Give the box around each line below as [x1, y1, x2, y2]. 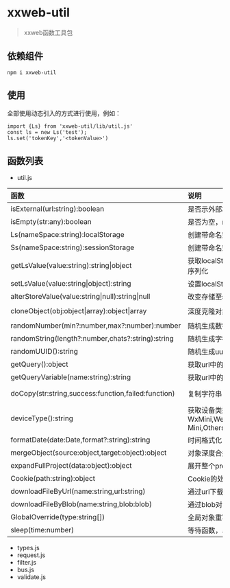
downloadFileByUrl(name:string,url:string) [10, 486, 146, 496]
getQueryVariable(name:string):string [10, 372, 131, 382]
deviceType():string [10, 414, 74, 423]
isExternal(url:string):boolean [10, 204, 105, 214]
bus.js [16, 565, 34, 574]
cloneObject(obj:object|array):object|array [10, 306, 147, 316]
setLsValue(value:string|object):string [10, 279, 131, 289]
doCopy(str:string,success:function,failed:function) [10, 389, 176, 398]
